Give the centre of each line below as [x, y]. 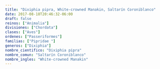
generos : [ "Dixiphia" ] [28, 46]
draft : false [18, 18]
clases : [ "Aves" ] [23, 32]
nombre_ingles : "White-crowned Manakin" [47, 59]
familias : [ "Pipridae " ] [30, 41]
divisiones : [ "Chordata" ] [31, 28]
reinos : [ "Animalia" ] [27, 23]
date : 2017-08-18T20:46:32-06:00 [39, 14]
